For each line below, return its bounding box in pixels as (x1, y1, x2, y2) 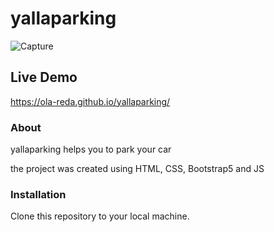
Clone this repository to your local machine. (10, 210, 190, 222)
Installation (10, 187, 67, 201)
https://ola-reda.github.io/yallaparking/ (10, 95, 171, 107)
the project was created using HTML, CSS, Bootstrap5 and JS (10, 163, 265, 175)
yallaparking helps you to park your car (10, 143, 172, 156)
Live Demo (10, 69, 78, 86)
